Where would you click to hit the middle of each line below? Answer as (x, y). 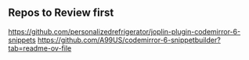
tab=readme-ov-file (40, 48)
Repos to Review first (61, 13)
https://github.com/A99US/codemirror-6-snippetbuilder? (129, 40)
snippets (22, 40)
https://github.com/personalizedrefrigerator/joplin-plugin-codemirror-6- (125, 31)
